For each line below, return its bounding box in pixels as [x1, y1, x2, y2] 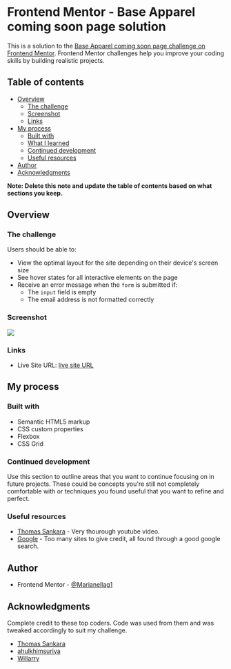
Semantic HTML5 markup [17, 417, 90, 426]
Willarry [17, 654, 40, 662]
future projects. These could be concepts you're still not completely [7, 480, 200, 488]
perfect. [7, 495, 30, 503]
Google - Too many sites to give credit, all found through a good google [17, 535, 221, 543]
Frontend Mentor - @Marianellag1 [17, 581, 113, 589]
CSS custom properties [17, 424, 84, 433]
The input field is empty [27, 288, 97, 296]
